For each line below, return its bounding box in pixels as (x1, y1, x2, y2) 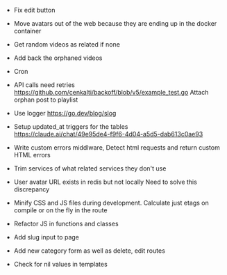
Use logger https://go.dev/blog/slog (13, 109, 117, 117)
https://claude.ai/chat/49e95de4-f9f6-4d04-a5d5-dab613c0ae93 (13, 130, 203, 138)
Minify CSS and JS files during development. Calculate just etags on (13, 198, 210, 207)
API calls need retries (13, 81, 75, 89)
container (13, 27, 42, 35)
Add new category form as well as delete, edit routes (13, 246, 165, 255)
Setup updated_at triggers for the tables (13, 123, 128, 131)
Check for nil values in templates (13, 260, 108, 268)
